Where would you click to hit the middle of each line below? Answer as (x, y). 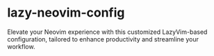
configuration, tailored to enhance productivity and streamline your (103, 39)
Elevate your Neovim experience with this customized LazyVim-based (107, 32)
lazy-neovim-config (66, 13)
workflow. (21, 46)
